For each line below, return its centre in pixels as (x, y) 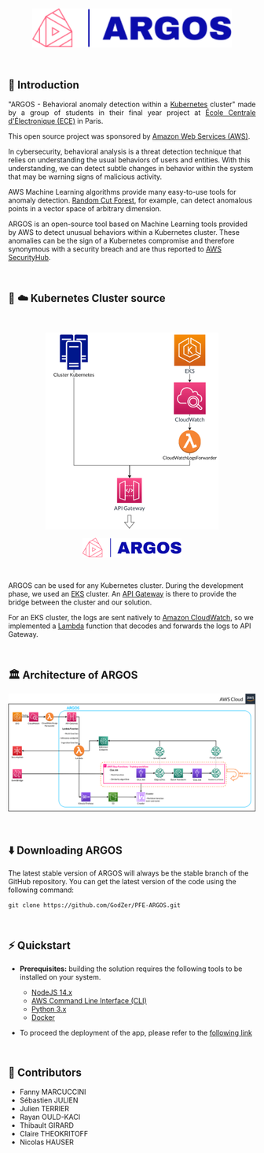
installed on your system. (60, 976)
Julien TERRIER (44, 1108)
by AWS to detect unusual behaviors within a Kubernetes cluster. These (124, 232)
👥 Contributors (45, 1073)
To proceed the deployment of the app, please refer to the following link (136, 1032)
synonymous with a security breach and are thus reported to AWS (115, 249)
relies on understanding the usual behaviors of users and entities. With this (129, 160)
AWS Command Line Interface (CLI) (89, 1000)
